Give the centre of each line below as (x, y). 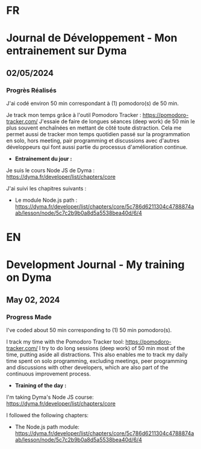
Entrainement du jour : (43, 159)
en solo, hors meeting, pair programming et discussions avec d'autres (93, 141)
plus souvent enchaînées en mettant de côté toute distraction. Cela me (94, 128)
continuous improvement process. (49, 374)
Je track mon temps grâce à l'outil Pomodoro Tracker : (74, 115)
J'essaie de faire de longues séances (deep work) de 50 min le (117, 122)
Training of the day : (41, 386)
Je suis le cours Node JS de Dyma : (51, 171)
